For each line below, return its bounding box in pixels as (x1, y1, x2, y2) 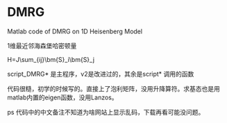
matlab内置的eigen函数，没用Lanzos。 (7, 93, 118, 101)
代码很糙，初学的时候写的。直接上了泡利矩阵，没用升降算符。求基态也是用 (7, 84, 220, 92)
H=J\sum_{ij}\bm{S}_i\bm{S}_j (7, 55, 95, 63)
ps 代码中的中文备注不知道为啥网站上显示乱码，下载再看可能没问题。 (7, 108, 205, 116)
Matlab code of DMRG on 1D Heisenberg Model (7, 27, 143, 35)
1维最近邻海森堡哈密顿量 (7, 41, 77, 49)
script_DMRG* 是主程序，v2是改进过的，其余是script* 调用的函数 (7, 69, 194, 78)
